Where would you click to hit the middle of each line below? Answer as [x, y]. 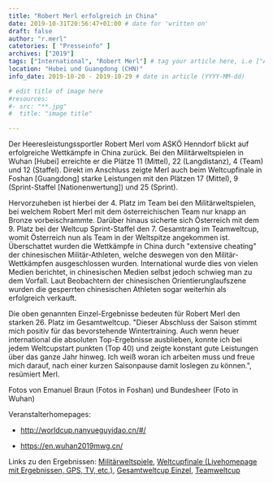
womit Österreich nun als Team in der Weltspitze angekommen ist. [119, 237]
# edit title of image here [56, 91]
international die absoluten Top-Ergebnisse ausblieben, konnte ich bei [125, 340]
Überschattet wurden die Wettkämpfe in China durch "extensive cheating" [132, 246]
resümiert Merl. [34, 374]
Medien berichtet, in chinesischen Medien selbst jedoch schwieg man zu [130, 272]
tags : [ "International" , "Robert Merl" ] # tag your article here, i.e [130, 62]
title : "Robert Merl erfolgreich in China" [83, 16]
